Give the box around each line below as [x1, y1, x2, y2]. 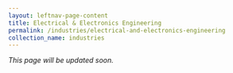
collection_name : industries [8, 33, 105, 42]
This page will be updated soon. [8, 56, 114, 65]
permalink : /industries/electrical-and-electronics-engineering [8, 26, 226, 34]
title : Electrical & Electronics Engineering [8, 19, 161, 27]
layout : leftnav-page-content [8, 11, 109, 20]
